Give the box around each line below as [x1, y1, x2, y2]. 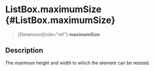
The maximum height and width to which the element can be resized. [5, 60, 150, 66]
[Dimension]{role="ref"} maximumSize [17, 31, 100, 37]
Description [5, 46, 43, 55]
